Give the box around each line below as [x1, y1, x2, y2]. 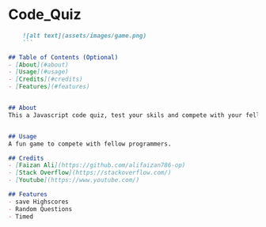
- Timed [8, 212, 34, 221]
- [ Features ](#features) [8, 83, 90, 91]
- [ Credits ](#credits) [8, 75, 83, 84]
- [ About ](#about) [8, 61, 69, 69]
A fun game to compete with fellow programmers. [8, 140, 172, 148]
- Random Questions [8, 205, 73, 213]
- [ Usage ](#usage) [8, 68, 69, 76]
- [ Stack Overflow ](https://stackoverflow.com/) [8, 168, 172, 177]
